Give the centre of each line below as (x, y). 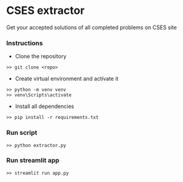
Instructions (25, 43)
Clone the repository (41, 56)
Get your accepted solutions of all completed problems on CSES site (91, 27)
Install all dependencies (45, 106)
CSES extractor (45, 11)
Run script (22, 133)
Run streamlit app (33, 160)
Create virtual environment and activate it (67, 79)
